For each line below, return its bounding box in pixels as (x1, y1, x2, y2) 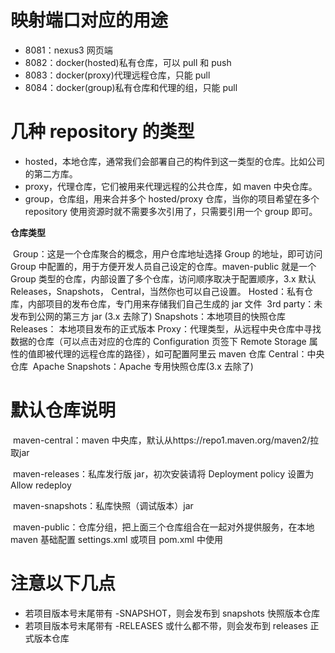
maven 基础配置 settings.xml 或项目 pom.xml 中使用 (10, 533, 223, 545)
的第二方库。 (24, 167, 78, 180)
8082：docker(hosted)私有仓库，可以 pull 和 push (24, 56, 232, 68)
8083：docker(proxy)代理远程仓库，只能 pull (24, 69, 211, 81)
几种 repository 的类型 (10, 121, 195, 143)
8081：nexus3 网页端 (24, 44, 113, 56)
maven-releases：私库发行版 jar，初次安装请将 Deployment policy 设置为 (12, 467, 315, 480)
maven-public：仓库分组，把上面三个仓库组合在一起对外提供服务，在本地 (12, 521, 315, 533)
